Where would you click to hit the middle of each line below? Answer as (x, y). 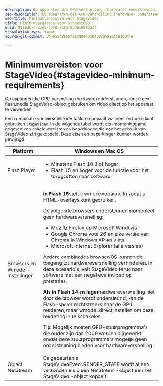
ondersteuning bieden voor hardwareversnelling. (98, 345)
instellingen (21, 275)
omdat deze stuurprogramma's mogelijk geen (95, 339)
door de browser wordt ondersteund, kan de (93, 298)
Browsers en (22, 263)
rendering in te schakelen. (73, 316)
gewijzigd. (15, 139)
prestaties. (55, 281)
